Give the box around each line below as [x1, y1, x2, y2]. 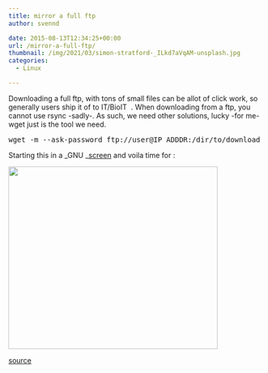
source [8, 355, 32, 365]
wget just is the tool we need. [8, 119, 107, 129]
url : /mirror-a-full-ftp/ [8, 41, 96, 49]
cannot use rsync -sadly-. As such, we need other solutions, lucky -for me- [8, 110, 260, 120]
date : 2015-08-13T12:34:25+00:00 [8, 34, 121, 42]
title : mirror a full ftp [8, 11, 96, 20]
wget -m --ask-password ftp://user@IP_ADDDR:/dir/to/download [8, 135, 261, 144]
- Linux [15, 64, 42, 73]
